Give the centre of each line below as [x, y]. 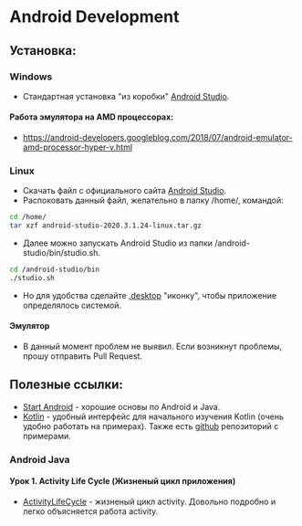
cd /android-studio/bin [55, 270]
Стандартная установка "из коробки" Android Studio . [126, 96]
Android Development [94, 17]
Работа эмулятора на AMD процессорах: [92, 117]
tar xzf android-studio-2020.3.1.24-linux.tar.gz [106, 226]
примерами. [47, 436]
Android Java [40, 459]
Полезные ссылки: [66, 385]
